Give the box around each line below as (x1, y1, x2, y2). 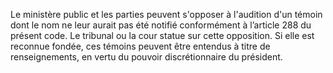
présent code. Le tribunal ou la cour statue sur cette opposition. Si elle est (10, 30, 315, 41)
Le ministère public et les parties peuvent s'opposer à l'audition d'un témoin (10, 9, 323, 20)
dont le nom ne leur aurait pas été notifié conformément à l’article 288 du (10, 19, 312, 31)
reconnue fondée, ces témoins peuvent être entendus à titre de (10, 40, 271, 52)
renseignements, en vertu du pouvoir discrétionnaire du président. (10, 51, 283, 63)
